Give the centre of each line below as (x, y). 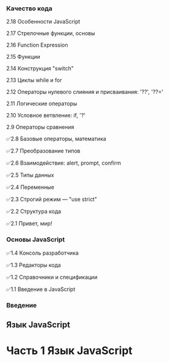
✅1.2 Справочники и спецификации (52, 277)
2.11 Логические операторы (42, 103)
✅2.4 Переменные (30, 187)
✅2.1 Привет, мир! (29, 224)
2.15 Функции (23, 57)
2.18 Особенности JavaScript (43, 22)
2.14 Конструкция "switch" (40, 68)
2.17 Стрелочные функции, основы (51, 33)
